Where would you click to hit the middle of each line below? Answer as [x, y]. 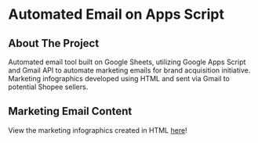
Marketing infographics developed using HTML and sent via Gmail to [119, 79]
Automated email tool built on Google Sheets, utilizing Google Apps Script [127, 62]
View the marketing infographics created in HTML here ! [98, 130]
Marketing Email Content [70, 111]
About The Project [54, 43]
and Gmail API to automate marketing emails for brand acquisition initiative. [129, 70]
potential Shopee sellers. [48, 87]
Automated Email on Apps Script [116, 14]
